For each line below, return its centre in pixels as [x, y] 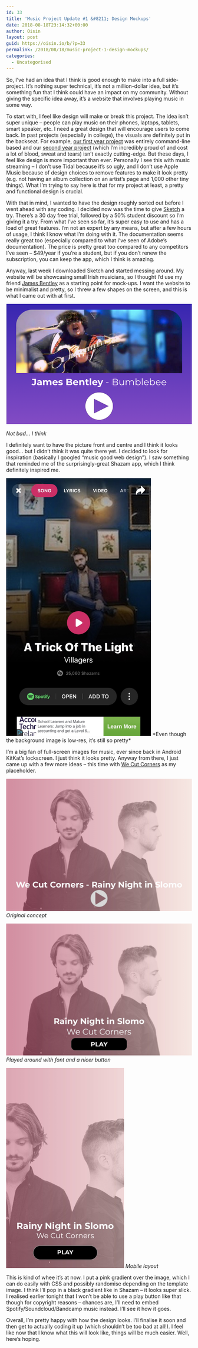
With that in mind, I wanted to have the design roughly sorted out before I [95, 203]
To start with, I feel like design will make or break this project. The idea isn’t [98, 116]
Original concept [27, 915]
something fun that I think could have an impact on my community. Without [97, 92]
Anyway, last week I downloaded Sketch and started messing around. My [95, 271]
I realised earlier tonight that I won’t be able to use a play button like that [94, 1296]
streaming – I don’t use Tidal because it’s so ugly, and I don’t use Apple [92, 166]
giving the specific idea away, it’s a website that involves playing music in [95, 98]
